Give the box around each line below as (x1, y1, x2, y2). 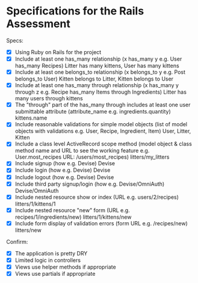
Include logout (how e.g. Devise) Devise (14, 173, 114, 181)
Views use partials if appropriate (14, 270, 96, 277)
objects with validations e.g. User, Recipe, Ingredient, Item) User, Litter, (14, 127, 191, 135)
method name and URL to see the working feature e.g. (14, 147, 150, 154)
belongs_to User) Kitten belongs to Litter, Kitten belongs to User (14, 75, 173, 82)
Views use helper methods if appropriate (14, 263, 116, 270)
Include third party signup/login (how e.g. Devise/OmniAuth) (14, 180, 165, 187)
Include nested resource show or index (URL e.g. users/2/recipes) (14, 193, 179, 201)
